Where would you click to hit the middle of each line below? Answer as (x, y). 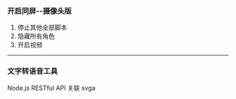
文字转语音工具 (33, 71)
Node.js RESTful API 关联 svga (52, 88)
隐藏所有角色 (36, 36)
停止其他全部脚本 (42, 28)
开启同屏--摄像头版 (40, 10)
